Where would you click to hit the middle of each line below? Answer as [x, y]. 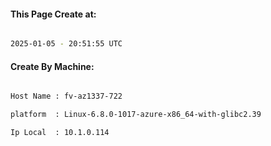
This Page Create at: [53, 14]
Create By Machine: [52, 66]
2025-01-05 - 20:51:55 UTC [66, 44]
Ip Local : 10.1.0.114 [60, 133]
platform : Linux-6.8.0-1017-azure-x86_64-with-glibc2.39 [136, 115]
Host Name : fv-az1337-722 [66, 96]
